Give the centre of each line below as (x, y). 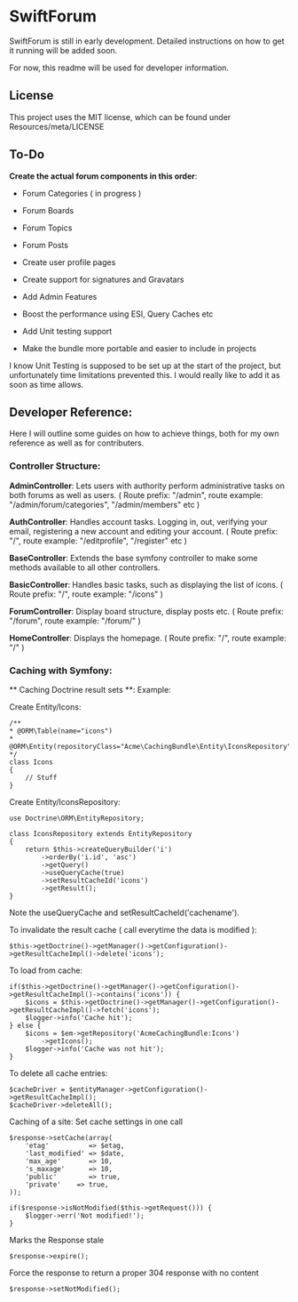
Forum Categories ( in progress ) (82, 193)
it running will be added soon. (63, 50)
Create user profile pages (69, 262)
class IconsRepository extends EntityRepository (101, 833)
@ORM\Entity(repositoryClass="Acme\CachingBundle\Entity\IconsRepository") (152, 746)
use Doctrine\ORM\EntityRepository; (77, 818)
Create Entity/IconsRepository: (65, 801)
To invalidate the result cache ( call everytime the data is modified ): (133, 929)
